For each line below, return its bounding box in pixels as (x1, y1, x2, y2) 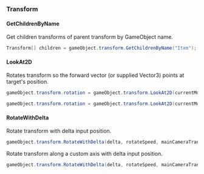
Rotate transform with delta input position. (6, 127, 112, 135)
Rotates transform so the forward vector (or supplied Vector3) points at (6, 72, 185, 79)
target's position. (6, 78, 49, 85)
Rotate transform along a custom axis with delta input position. (6, 150, 163, 158)
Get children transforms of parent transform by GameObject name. (6, 33, 173, 41)
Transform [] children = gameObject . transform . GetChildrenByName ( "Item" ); (6, 45, 197, 52)
